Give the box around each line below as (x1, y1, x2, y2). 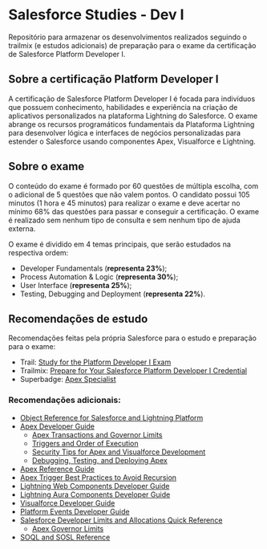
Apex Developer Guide (19, 421, 95, 431)
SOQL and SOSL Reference (19, 532, 111, 542)
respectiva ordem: (8, 247, 69, 258)
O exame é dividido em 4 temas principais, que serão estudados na (8, 239, 231, 249)
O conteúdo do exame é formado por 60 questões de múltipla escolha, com (8, 181, 259, 190)
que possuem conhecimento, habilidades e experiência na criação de (8, 102, 238, 112)
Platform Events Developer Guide (19, 506, 130, 516)
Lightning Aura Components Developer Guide (19, 490, 171, 499)
